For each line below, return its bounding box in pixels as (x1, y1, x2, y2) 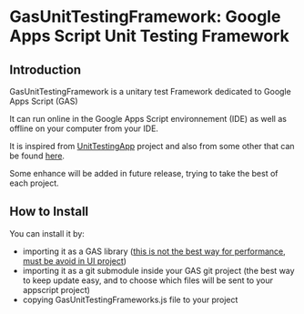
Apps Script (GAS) (9, 96, 78, 106)
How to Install (9, 204, 89, 219)
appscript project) (22, 284, 91, 295)
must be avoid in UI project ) (22, 255, 127, 266)
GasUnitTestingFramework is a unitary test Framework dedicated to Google (9, 86, 291, 96)
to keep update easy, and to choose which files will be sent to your (22, 275, 274, 286)
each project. (9, 177, 59, 188)
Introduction (9, 62, 82, 77)
